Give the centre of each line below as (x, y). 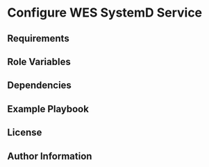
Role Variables (39, 61)
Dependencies (39, 86)
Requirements (38, 38)
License (25, 133)
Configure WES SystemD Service (105, 13)
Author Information (50, 156)
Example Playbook (48, 109)
